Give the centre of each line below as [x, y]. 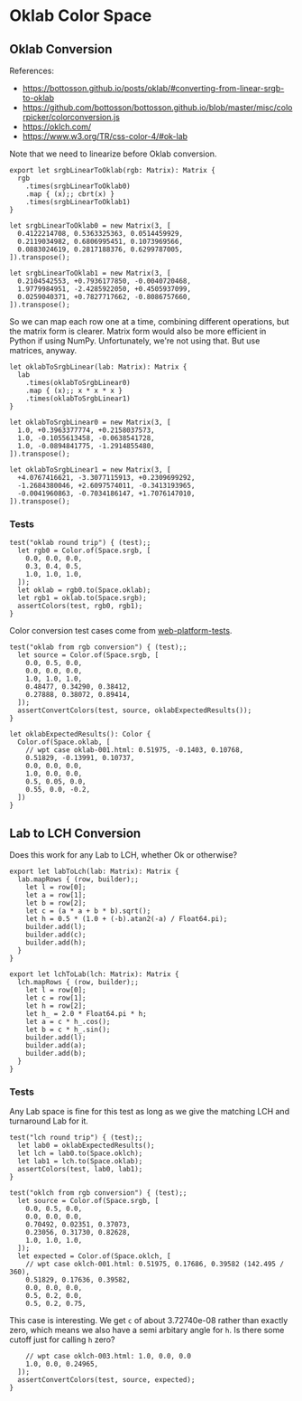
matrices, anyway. [43, 350]
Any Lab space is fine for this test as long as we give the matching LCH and [150, 1112]
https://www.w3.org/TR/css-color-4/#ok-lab [105, 136]
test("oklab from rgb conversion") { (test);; [98, 647]
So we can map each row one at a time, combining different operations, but [150, 321]
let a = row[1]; [56, 896]
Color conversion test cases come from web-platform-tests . [121, 631]
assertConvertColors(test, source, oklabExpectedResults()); [135, 710]
